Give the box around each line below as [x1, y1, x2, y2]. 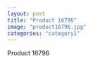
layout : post [7, 10, 46, 17]
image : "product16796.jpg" [7, 23, 87, 30]
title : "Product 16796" [7, 17, 77, 24]
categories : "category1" [7, 29, 80, 37]
